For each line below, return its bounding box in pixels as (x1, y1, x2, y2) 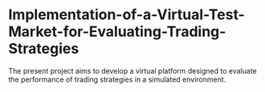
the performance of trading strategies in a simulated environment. (8, 74, 226, 84)
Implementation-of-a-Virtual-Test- (8, 6, 245, 24)
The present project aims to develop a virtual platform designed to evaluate (8, 66, 257, 75)
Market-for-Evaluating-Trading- (8, 22, 226, 41)
